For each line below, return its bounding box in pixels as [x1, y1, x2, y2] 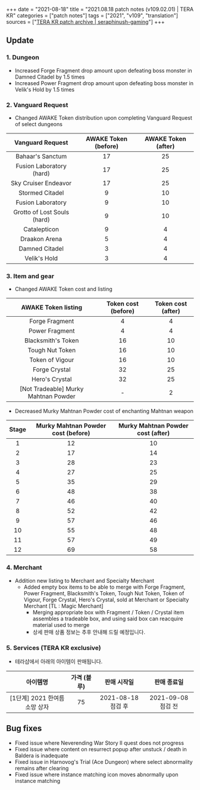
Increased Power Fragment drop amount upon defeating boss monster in [14, 79, 193, 86]
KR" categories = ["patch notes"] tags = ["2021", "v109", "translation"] [6, 12, 179, 19]
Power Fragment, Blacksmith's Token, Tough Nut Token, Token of [23, 589, 185, 597]
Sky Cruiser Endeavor [11, 179, 72, 187]
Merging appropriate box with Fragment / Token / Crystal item [32, 608, 185, 616]
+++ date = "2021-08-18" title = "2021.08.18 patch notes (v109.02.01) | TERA [6, 6, 194, 13]
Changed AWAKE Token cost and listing [14, 286, 112, 293]
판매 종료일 [154, 677, 184, 686]
